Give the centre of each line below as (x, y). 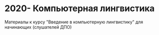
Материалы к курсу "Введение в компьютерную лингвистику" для (74, 22)
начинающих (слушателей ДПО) (38, 27)
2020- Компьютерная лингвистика (80, 9)
